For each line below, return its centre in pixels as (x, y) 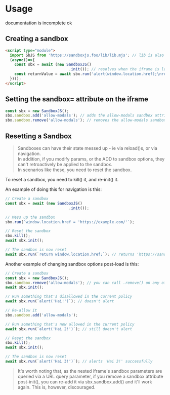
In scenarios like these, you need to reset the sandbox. (75, 170)
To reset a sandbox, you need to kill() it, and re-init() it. (62, 180)
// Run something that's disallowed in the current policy (69, 297)
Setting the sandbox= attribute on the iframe (77, 99)
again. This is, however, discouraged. (56, 387)
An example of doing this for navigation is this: (54, 189)
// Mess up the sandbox (30, 217)
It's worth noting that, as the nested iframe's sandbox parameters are (90, 371)
